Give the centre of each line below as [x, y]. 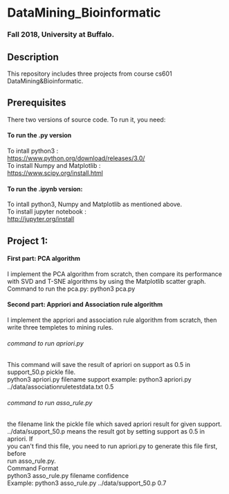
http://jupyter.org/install [41, 219]
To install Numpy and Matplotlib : [54, 165]
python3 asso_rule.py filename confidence [68, 476]
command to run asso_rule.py [50, 402]
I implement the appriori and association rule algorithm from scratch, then [112, 320]
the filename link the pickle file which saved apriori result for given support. [115, 424]
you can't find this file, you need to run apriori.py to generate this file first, [112, 446]
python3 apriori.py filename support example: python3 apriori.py [99, 380]
